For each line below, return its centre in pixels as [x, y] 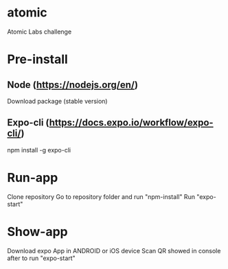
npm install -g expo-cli [39, 150]
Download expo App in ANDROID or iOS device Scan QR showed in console [114, 250]
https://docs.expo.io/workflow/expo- [132, 122]
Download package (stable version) [57, 101]
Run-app [33, 177]
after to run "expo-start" [41, 258]
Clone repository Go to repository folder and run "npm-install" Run [101, 196]
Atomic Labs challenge [39, 32]
